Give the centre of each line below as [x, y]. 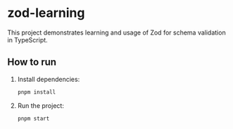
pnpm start [33, 118]
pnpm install [37, 92]
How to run [32, 62]
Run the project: [41, 105]
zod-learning [46, 13]
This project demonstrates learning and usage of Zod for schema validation [117, 32]
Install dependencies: [49, 79]
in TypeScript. [27, 39]
